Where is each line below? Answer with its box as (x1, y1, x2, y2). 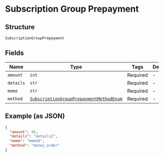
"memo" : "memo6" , (9, 138, 45, 143)
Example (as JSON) (5, 112, 65, 120)
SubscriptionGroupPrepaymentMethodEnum (30, 96, 123, 101)
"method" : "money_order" (9, 143, 60, 148)
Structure (5, 23, 35, 31)
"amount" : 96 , (9, 129, 38, 135)
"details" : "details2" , (9, 134, 58, 139)
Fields (5, 49, 24, 57)
